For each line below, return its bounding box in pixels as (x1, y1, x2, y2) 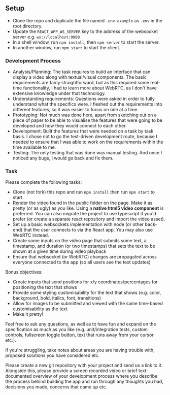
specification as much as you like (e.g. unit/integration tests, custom (5, 326, 148, 333)
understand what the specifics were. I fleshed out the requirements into (12, 101, 162, 107)
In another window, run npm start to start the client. (12, 44, 121, 50)
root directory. (12, 23, 43, 29)
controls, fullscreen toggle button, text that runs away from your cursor (5, 332, 154, 338)
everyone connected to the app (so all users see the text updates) (12, 259, 151, 266)
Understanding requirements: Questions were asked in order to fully (12, 96, 155, 102)
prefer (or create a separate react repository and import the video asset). (12, 216, 165, 222)
